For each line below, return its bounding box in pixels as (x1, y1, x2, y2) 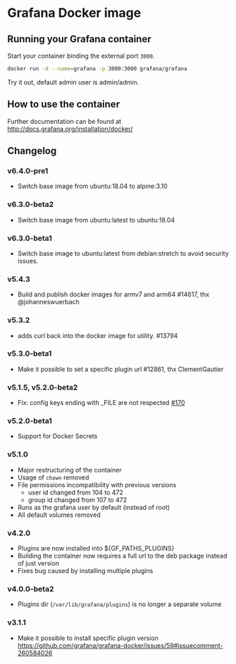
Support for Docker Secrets (17, 432, 98, 441)
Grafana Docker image (7, 5, 142, 21)
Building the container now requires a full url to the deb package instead (17, 551, 228, 560)
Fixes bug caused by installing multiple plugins (17, 567, 154, 575)
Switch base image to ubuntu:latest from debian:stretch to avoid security (17, 249, 229, 258)
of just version (17, 559, 60, 568)
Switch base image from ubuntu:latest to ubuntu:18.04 (17, 215, 175, 224)
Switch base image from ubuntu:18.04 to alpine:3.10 (17, 182, 168, 191)
